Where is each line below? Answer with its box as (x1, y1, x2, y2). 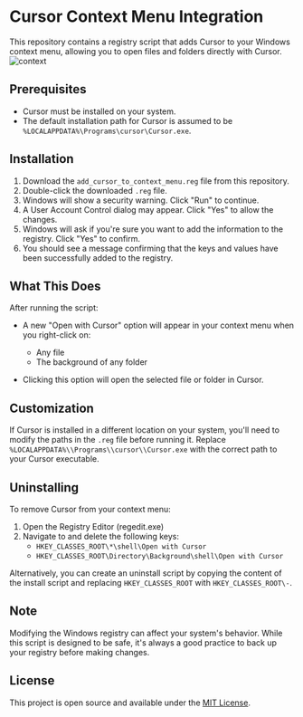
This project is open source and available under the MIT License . (9, 697, 251, 708)
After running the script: (9, 302, 99, 313)
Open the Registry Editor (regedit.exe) (22, 521, 165, 531)
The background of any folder (35, 357, 147, 368)
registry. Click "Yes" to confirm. (22, 233, 141, 244)
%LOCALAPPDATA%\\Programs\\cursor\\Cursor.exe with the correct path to (9, 444, 278, 454)
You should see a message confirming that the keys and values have (22, 243, 279, 253)
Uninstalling (9, 480, 80, 495)
